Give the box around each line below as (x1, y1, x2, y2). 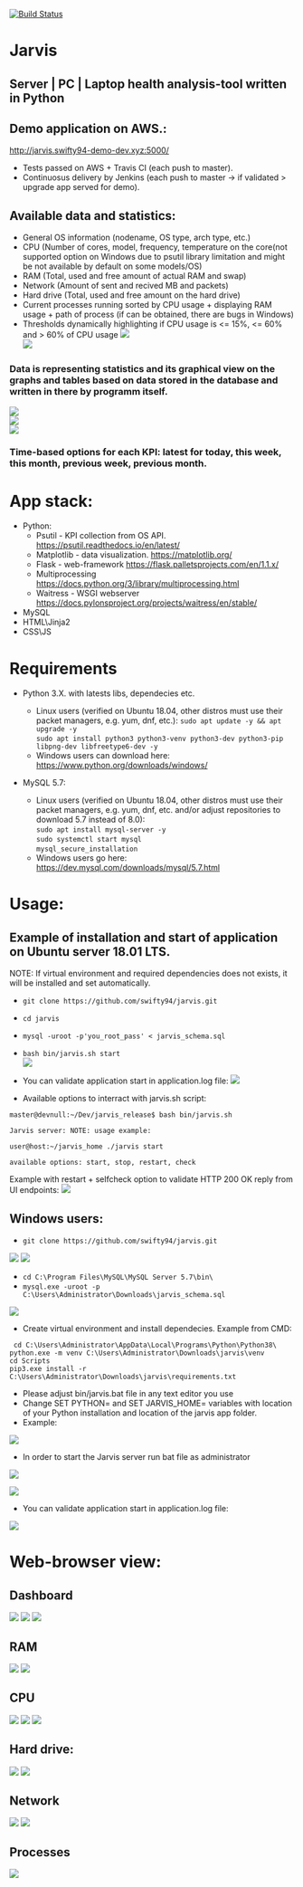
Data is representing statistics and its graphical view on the (9, 363, 276, 376)
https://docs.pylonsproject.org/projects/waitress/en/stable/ (35, 597, 258, 608)
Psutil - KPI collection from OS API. (35, 530, 166, 541)
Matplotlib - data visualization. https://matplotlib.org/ (35, 549, 232, 560)
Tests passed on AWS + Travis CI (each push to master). (22, 163, 233, 174)
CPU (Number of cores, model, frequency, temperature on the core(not (22, 242, 288, 253)
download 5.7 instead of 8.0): (35, 815, 146, 825)
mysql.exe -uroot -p (22, 1282, 100, 1291)
